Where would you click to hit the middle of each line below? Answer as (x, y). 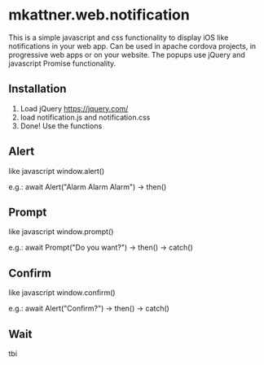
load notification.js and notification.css (85, 117)
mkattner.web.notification (99, 15)
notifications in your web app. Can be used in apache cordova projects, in (132, 46)
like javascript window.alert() (57, 171)
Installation (37, 89)
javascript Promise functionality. (62, 63)
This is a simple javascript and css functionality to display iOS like (119, 37)
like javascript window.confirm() (62, 293)
